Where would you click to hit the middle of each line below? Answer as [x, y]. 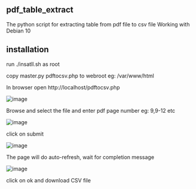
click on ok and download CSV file [49, 180]
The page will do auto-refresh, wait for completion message [80, 157]
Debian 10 [19, 31]
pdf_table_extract [40, 10]
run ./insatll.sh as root [33, 64]
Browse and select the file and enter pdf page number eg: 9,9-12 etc [91, 110]
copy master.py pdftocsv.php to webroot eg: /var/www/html [80, 76]
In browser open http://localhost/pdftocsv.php [63, 87]
